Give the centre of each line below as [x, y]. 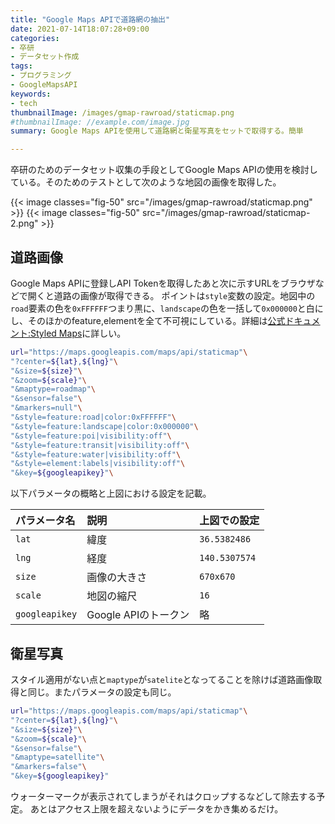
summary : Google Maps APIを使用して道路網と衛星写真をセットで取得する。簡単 [157, 131]
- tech [24, 103]
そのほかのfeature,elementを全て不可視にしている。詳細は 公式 [156, 320]
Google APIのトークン [138, 615]
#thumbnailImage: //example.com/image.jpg [100, 122]
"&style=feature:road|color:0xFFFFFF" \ [93, 417]
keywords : [31, 94]
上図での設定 [229, 521]
